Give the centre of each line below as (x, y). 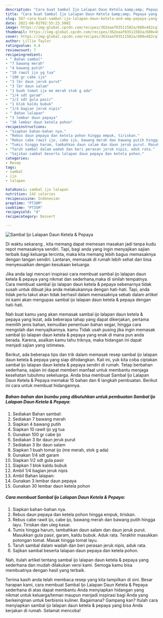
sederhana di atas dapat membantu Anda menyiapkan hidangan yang (75, 590)
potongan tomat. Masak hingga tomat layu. (55, 540)
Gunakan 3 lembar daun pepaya (44, 481)
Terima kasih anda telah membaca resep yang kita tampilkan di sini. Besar (79, 579)
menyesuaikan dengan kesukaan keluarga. (48, 264)
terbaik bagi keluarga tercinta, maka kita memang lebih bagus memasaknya (81, 254)
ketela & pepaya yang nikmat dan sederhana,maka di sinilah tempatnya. (77, 279)
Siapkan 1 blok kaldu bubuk (40, 465)
